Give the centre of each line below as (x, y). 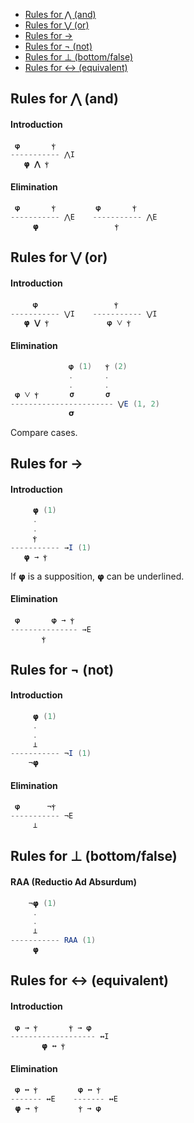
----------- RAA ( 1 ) (53, 940)
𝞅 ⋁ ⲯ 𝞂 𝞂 (62, 395)
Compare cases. (44, 432)
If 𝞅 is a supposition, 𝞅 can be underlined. (97, 576)
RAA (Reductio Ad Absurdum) (73, 882)
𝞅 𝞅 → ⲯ (44, 620)
